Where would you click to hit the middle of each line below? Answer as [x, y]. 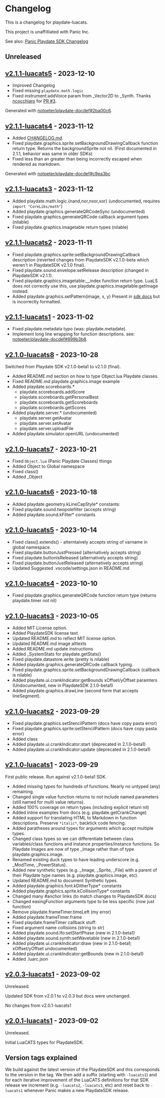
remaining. [23, 791]
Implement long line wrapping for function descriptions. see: [73, 334]
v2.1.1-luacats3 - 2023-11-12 [49, 189]
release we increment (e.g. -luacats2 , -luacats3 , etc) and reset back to [77, 1085]
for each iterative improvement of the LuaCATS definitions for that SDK [77, 1080]
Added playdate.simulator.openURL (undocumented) [66, 434]
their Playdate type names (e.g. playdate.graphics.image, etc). [75, 875]
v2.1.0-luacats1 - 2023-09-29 [52, 765]
